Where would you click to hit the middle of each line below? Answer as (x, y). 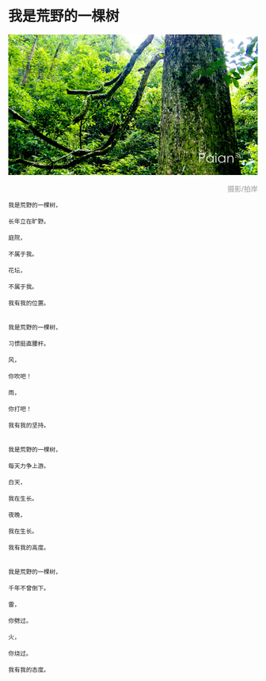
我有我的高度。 (29, 547)
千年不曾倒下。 (29, 588)
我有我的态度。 (29, 670)
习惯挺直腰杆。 (29, 344)
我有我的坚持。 (29, 425)
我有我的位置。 (29, 303)
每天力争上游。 (29, 466)
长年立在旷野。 (29, 221)
